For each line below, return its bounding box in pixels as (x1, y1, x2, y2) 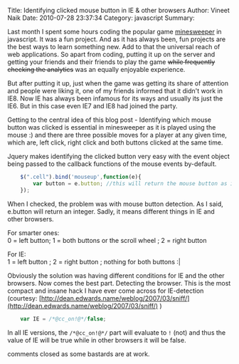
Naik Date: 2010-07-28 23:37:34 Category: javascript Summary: (7, 14, 195, 22)
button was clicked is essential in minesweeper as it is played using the (7, 123, 216, 131)
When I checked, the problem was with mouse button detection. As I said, (7, 199, 224, 208)
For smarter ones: (7, 228, 60, 237)
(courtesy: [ (7, 293, 42, 302)
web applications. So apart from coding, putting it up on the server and (7, 50, 216, 58)
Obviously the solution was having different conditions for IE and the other (7, 271, 225, 280)
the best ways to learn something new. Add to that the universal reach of (7, 43, 221, 51)
